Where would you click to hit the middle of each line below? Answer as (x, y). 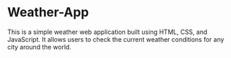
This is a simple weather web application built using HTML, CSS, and (107, 32)
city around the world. (40, 47)
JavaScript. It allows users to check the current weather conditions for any (116, 39)
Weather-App (48, 12)
